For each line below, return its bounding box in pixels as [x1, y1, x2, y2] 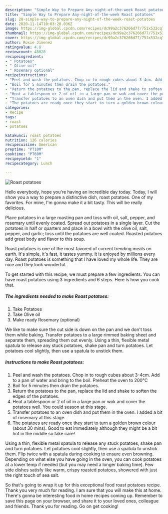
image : [5, 26, 19, 31]
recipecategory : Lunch [5, 161, 52, 166]
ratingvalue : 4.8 [5, 45, 41, 50]
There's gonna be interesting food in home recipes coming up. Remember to [5, 492, 163, 498]
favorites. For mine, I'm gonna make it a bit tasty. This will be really [5, 199, 142, 206]
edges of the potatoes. [12, 393, 59, 399]
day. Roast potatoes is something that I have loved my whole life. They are [5, 256, 158, 262]
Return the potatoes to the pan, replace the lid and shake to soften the [12, 388, 157, 394]
